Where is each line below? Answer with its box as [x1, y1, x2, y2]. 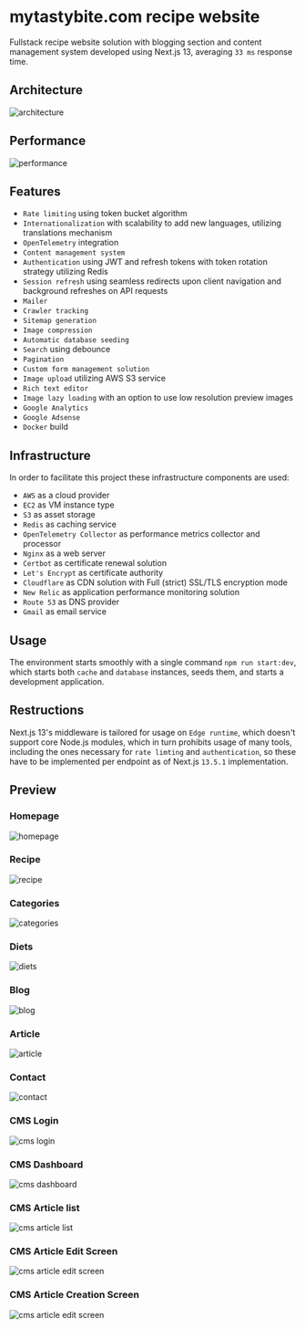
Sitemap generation [22, 317, 97, 326]
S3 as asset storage [22, 509, 96, 520]
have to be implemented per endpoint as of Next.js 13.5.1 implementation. [9, 756, 289, 767]
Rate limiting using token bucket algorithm [22, 208, 188, 219]
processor [22, 539, 62, 549]
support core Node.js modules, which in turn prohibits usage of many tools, [9, 737, 293, 748]
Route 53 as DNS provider [22, 596, 120, 608]
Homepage [9, 810, 59, 822]
